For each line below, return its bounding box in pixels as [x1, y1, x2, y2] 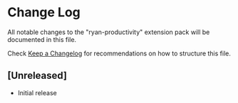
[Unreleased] [7, 70, 68, 82]
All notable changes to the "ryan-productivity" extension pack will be [7, 28, 210, 36]
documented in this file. [7, 35, 77, 43]
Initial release [17, 88, 57, 97]
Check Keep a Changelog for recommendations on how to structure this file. [7, 49, 232, 58]
